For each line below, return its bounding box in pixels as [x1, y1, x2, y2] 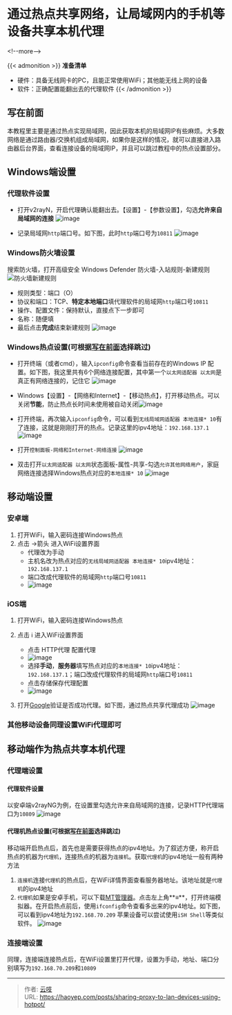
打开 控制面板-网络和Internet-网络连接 [17, 445, 117, 454]
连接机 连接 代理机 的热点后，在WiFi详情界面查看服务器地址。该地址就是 [17, 876, 213, 884]
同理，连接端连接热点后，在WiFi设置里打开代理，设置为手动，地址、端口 [7, 955, 213, 963]
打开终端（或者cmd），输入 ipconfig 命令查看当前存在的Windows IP [17, 360, 206, 368]
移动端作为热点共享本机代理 [7, 743, 126, 755]
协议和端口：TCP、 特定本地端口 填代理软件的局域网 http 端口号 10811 [17, 297, 209, 306]
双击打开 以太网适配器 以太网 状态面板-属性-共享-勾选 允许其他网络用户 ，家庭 [17, 460, 220, 468]
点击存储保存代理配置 [27, 679, 88, 687]
